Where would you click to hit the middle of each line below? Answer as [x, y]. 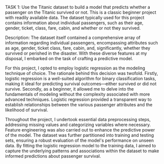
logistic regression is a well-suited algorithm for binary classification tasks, [81, 79]
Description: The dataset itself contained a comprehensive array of [73, 37]
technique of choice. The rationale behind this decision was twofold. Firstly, [82, 73]
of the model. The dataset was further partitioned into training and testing [80, 135]
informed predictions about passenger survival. [53, 156]
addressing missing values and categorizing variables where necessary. [78, 125]
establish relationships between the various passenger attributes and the [79, 105]
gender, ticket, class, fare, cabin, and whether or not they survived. [73, 28]
